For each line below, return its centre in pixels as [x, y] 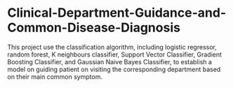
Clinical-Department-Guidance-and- [117, 13]
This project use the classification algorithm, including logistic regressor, [112, 47]
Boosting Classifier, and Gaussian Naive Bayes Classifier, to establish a [110, 61]
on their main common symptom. [55, 76]
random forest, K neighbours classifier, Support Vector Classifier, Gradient [115, 54]
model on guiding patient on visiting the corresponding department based [114, 69]
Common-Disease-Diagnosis [94, 28]
